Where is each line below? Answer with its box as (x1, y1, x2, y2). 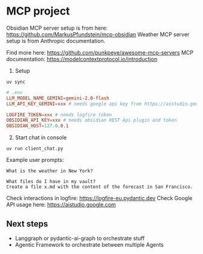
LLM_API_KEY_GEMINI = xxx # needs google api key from (6, 101, 142, 107)
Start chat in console (14, 134, 67, 141)
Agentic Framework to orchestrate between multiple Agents (14, 241, 164, 248)
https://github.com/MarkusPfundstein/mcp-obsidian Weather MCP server (6, 30, 190, 38)
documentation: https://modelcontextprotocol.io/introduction (6, 55, 158, 62)
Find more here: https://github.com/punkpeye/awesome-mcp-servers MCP (6, 48, 194, 56)
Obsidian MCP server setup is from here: (6, 24, 108, 32)
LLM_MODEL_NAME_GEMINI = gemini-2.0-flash (6, 95, 110, 101)
